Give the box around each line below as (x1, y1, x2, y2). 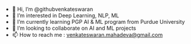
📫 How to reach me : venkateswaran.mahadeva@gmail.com (11, 32, 163, 38)
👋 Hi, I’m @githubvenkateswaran (11, 6, 94, 12)
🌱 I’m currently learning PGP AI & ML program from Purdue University (11, 18, 186, 25)
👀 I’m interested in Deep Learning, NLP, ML (11, 12, 120, 19)
